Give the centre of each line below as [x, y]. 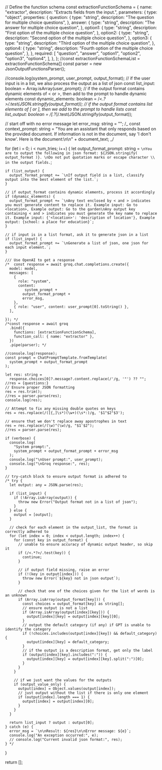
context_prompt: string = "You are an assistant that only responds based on [81, 129]
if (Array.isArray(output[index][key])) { [66, 612]
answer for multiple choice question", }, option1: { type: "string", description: [81, 28]
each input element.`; [28, 247]
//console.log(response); [31, 353]
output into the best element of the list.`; [52, 179]
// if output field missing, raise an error [64, 570]
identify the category [28, 629]
